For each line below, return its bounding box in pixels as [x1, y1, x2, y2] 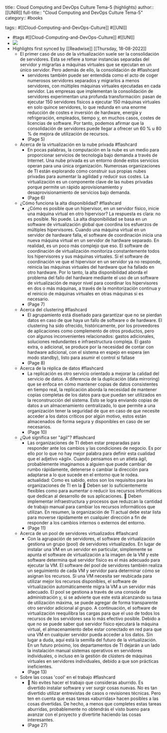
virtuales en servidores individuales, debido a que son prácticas [27, 658, 159, 664]
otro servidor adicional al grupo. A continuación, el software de [27, 605, 157, 611]
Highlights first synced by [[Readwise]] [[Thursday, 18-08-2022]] [12, 46, 147, 52]
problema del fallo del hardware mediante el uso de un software [27, 275, 159, 280]
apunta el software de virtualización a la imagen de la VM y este [27, 552, 159, 558]
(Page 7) [27, 301, 45, 307]
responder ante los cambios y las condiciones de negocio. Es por [27, 445, 162, 451]
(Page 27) [27, 722, 48, 728]
